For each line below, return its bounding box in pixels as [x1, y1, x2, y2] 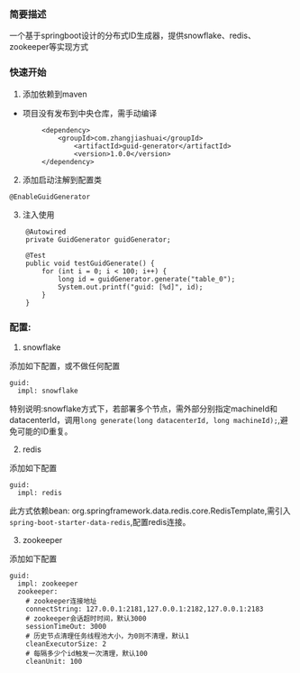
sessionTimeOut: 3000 [25, 622, 106, 631]
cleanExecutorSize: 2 [25, 639, 106, 649]
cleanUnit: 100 [25, 657, 83, 666]
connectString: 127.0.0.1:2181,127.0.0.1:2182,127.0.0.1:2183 [25, 604, 264, 613]
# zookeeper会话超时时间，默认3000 [25, 613, 147, 623]
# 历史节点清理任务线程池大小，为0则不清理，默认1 [25, 632, 189, 641]
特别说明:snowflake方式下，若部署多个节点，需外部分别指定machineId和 [9, 403, 277, 414]
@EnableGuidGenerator [9, 192, 91, 201]
